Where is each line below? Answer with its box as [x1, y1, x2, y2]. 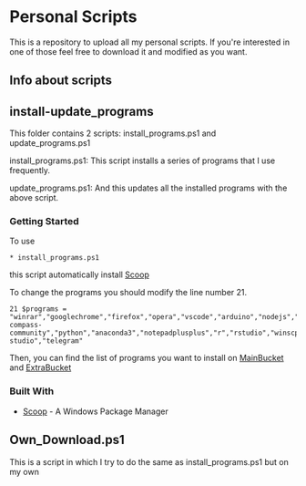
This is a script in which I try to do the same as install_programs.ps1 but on [9, 456, 290, 467]
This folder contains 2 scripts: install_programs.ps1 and [9, 128, 217, 139]
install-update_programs [9, 103, 154, 119]
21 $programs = [9, 305, 67, 314]
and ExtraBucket [9, 362, 72, 373]
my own [9, 466, 39, 477]
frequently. [9, 165, 50, 176]
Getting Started [9, 215, 79, 228]
